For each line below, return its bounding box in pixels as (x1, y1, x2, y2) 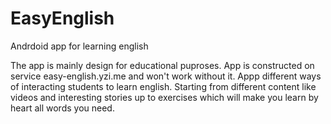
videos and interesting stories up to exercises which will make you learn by (10, 91, 319, 103)
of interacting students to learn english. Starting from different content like (10, 80, 317, 92)
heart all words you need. (10, 102, 115, 114)
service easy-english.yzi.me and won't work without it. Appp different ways (10, 70, 322, 82)
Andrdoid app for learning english (10, 40, 149, 52)
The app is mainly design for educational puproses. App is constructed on (10, 59, 315, 71)
